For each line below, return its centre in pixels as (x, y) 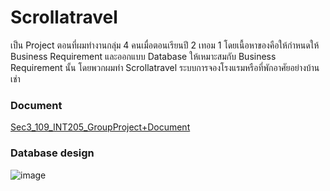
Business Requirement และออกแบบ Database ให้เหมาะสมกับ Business (143, 56)
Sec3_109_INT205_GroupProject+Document (100, 127)
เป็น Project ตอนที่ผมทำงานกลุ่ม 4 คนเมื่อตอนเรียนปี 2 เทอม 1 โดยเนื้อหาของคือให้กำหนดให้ (165, 45)
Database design (52, 153)
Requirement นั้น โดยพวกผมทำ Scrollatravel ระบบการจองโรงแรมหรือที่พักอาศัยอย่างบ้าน (165, 67)
